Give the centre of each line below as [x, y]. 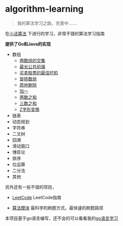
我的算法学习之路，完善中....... [47, 23]
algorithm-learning [44, 9]
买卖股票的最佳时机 [39, 72]
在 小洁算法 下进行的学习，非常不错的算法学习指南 [55, 33]
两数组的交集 [32, 60]
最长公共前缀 [32, 67]
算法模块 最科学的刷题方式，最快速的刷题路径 [58, 208]
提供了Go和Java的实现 [28, 44]
